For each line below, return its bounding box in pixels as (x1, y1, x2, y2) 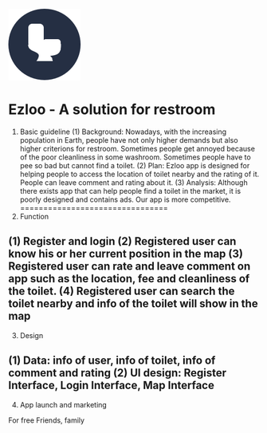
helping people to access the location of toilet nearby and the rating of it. (19, 169, 260, 179)
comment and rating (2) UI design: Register (8, 366, 227, 380)
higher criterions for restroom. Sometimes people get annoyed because (19, 144, 255, 153)
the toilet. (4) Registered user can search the (8, 285, 235, 298)
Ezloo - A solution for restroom (8, 100, 216, 119)
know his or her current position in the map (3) (8, 247, 243, 261)
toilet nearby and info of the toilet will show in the (8, 297, 258, 311)
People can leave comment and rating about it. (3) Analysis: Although (19, 177, 249, 187)
